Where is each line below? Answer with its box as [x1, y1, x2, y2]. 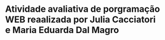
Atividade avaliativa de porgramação [5, 3, 160, 15]
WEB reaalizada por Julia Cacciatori [5, 14, 156, 25]
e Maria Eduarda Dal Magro [5, 25, 119, 36]
